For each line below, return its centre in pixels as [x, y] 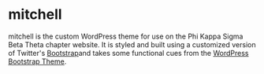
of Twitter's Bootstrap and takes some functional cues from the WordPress [128, 53]
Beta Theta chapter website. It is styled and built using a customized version [132, 44]
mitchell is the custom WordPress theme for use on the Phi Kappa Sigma [126, 36]
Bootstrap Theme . [37, 61]
